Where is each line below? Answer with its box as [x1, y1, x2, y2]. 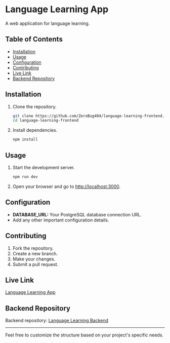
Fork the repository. [12, 245, 54, 251]
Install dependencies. [12, 127, 58, 133]
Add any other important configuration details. [12, 217, 109, 223]
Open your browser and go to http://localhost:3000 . [12, 183, 121, 189]
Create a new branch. [12, 250, 58, 256]
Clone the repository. [12, 103, 57, 109]
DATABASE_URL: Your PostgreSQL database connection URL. [12, 211, 142, 217]
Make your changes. [12, 256, 56, 262]
